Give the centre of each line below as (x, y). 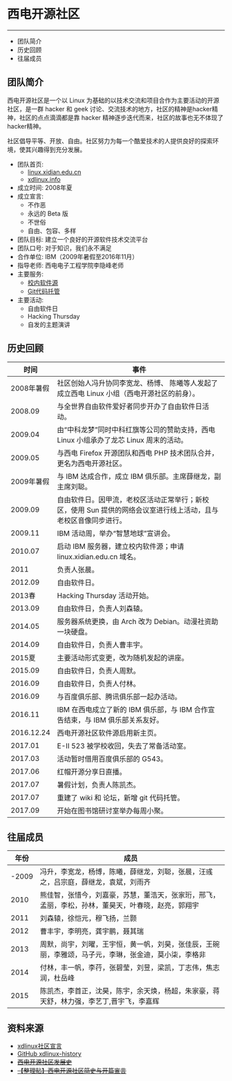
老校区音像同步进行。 (91, 520)
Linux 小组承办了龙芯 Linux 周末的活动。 (122, 440)
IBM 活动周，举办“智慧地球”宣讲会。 (116, 533)
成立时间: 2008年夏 (45, 187)
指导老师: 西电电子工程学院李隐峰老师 (70, 265)
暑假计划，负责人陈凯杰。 (98, 784)
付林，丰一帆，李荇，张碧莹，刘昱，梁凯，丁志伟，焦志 (129, 968)
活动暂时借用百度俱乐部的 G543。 (112, 759)
